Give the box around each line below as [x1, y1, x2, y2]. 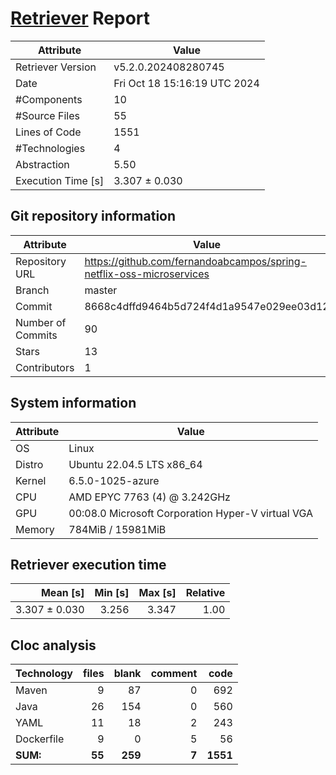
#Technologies [15, 141, 86, 155]
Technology [15, 667, 73, 681]
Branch [15, 283, 50, 297]
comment [150, 667, 198, 681]
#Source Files [15, 108, 80, 122]
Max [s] [138, 586, 177, 600]
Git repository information [10, 208, 177, 225]
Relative [185, 586, 226, 600]
